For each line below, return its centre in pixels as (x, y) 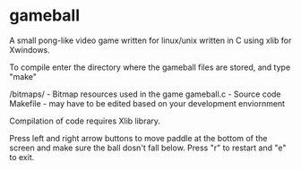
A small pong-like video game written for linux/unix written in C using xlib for (150, 40)
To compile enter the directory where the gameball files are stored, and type (150, 67)
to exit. (22, 157)
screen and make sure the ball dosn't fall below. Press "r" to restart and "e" (148, 148)
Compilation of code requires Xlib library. (85, 121)
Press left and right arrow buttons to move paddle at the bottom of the (138, 138)
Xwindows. (30, 49)
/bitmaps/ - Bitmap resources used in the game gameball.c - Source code (145, 94)
